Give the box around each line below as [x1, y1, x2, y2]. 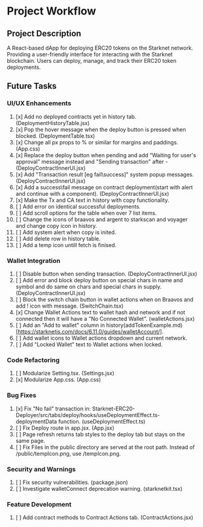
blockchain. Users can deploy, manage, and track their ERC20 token [7, 57, 177, 64]
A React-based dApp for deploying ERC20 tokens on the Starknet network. [7, 44, 193, 51]
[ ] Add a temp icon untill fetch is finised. [15, 241, 117, 248]
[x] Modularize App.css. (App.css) [15, 376, 101, 383]
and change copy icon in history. [15, 222, 97, 229]
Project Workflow [7, 4, 96, 18]
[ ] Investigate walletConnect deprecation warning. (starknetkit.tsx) [15, 485, 183, 492]
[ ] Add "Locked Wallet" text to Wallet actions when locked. [15, 340, 163, 348]
